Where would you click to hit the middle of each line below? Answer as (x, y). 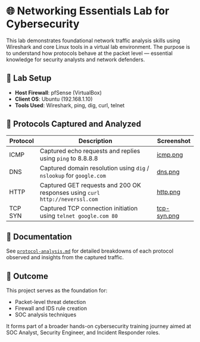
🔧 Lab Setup (29, 78)
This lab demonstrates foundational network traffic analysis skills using (93, 41)
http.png (168, 192)
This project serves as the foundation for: (57, 291)
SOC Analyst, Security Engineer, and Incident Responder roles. (83, 332)
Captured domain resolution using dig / (94, 168)
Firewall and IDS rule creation (51, 309)
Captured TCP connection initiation (89, 208)
